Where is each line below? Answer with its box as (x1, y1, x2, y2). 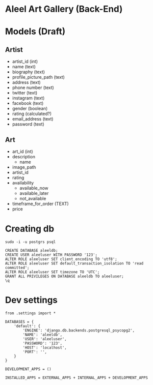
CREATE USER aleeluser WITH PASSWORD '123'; (5, 252, 98, 257)
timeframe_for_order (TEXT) (12, 201, 69, 207)
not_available (19, 196, 47, 201)
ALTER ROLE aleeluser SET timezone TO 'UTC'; (5, 269, 100, 274)
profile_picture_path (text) (12, 74, 65, 80)
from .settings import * (5, 311, 56, 316)
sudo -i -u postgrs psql (5, 239, 56, 244)
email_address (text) (12, 116, 54, 122)
